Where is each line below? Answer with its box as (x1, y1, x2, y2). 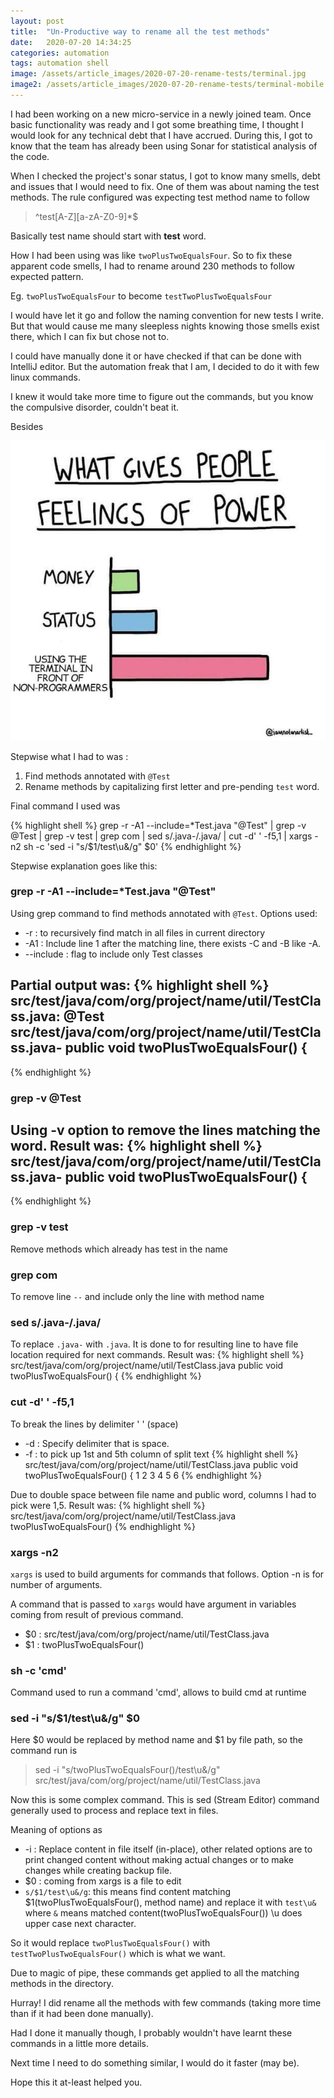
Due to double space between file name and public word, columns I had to (10, 1488, 317, 1500)
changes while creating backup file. (24, 1865, 173, 1877)
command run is (10, 1745, 78, 1757)
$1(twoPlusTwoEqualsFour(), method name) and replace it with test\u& (24, 1896, 317, 1909)
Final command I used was (10, 800, 121, 812)
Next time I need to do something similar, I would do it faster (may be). (10, 2057, 300, 2069)
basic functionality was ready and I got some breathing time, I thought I (10, 118, 304, 130)
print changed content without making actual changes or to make (24, 1854, 294, 1866)
